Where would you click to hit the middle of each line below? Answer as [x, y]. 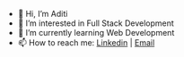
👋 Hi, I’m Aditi [43, 14]
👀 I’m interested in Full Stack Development [96, 23]
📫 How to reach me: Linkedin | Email [86, 43]
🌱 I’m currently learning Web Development [96, 33]
